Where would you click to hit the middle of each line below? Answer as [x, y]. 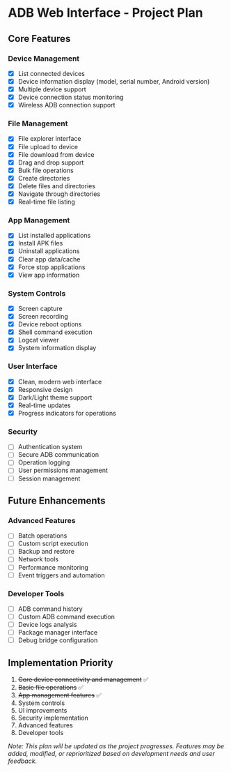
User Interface [33, 366]
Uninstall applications [49, 251]
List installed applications [54, 236]
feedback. [23, 761]
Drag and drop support [51, 162]
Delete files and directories [57, 186]
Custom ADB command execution [66, 617]
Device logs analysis [47, 625]
